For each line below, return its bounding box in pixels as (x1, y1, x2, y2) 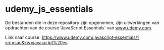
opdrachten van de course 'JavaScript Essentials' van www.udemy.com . (5, 25, 153, 30)
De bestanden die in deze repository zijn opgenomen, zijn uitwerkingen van (5, 20, 160, 25)
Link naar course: (5, 34, 41, 40)
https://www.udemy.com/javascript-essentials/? (41, 34, 140, 40)
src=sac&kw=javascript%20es (5, 39, 68, 45)
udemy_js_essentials (5, 3, 93, 15)
